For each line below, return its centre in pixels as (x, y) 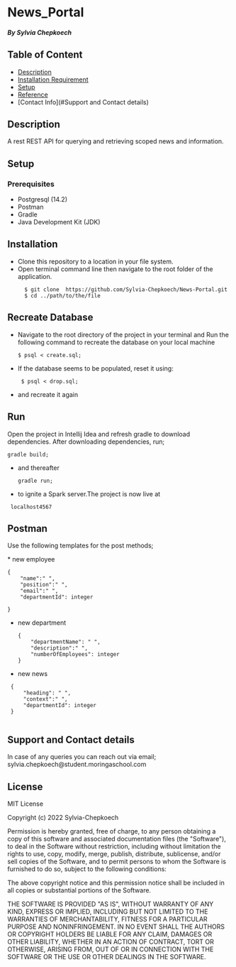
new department (42, 623)
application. (35, 276)
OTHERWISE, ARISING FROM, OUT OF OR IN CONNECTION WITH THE (111, 949)
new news (33, 674)
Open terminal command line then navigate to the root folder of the (115, 269)
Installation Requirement (53, 80)
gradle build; (28, 454)
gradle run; (35, 481)
